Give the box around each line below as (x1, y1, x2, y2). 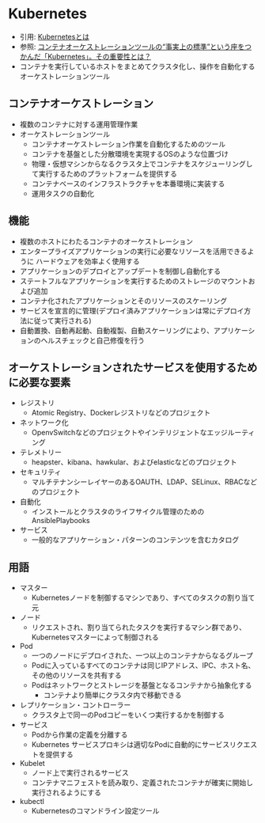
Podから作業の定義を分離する (31, 730, 128, 740)
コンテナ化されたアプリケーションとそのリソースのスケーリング (19, 296, 228, 305)
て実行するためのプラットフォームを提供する (31, 169, 178, 178)
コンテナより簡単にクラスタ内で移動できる (43, 690, 182, 700)
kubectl (19, 797, 45, 806)
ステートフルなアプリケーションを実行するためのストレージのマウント (19, 276, 249, 286)
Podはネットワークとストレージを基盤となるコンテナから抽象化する (31, 681, 252, 690)
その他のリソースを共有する (31, 670, 122, 681)
